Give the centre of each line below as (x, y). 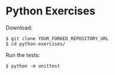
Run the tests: (23, 55)
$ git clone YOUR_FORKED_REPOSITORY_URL (57, 38)
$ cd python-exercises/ (36, 44)
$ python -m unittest (33, 66)
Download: (19, 28)
